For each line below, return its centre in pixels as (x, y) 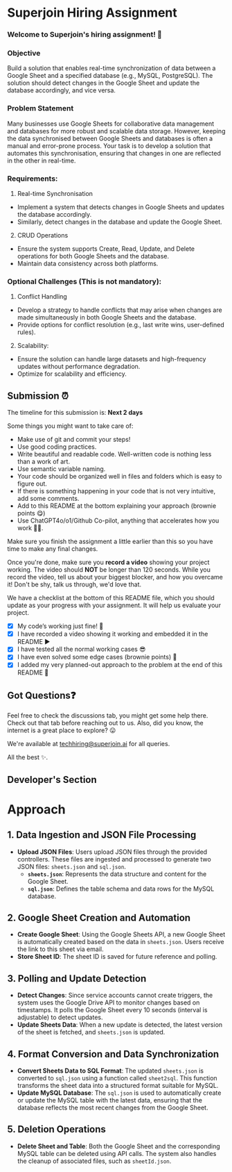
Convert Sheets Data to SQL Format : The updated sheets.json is (110, 1071)
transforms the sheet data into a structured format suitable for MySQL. (118, 1086)
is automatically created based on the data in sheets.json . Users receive (121, 942)
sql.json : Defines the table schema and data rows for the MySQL (121, 889)
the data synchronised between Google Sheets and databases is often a (110, 138)
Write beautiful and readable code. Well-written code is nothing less (114, 454)
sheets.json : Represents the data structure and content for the (117, 874)
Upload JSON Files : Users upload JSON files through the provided (112, 852)
